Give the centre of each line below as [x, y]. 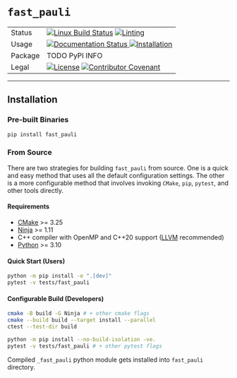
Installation [32, 100]
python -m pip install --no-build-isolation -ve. [82, 339]
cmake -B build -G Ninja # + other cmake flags [79, 314]
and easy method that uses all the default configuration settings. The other [116, 175]
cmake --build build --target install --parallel [82, 320]
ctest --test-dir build [42, 326]
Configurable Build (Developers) [56, 298]
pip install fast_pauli [42, 134]
